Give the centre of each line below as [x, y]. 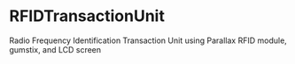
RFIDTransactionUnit [87, 16]
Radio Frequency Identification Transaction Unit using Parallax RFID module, [148, 40]
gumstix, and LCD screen [55, 49]
